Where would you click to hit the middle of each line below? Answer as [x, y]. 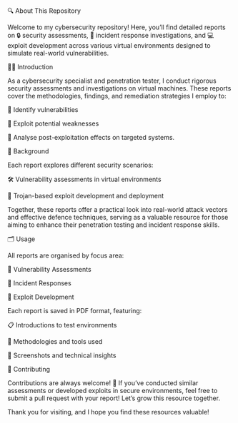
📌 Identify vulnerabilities [43, 109]
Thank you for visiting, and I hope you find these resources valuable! [108, 412]
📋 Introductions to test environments [62, 325]
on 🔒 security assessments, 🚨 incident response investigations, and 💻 [111, 35]
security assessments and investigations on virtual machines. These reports [119, 88]
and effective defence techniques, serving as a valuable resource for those [118, 217]
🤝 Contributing [29, 369]
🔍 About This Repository [44, 11]
